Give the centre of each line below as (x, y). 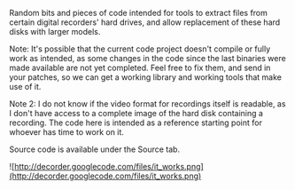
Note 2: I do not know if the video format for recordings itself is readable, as (147, 104)
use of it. (25, 87)
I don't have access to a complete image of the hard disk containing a (136, 113)
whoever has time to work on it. (66, 132)
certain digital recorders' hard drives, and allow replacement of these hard (145, 22)
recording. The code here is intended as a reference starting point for (136, 123)
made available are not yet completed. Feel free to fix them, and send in (140, 67)
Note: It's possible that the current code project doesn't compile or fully (140, 49)
